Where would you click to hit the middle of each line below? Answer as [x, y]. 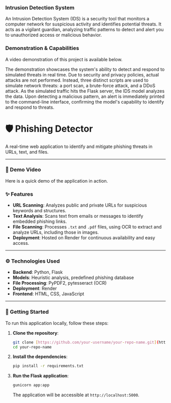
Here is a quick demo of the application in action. [57, 181]
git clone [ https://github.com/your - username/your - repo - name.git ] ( [86, 342]
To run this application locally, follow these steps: [57, 323]
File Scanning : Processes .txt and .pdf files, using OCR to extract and [87, 227]
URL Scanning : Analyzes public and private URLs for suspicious [80, 205]
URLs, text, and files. [27, 152]
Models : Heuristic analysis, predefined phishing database [73, 278]
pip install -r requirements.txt [48, 366]
